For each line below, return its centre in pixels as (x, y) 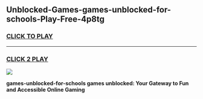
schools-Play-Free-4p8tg (55, 19)
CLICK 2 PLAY (27, 59)
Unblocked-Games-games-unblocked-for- (89, 10)
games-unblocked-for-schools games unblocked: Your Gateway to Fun (98, 83)
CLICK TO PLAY (30, 37)
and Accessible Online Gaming (46, 89)
